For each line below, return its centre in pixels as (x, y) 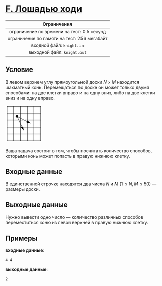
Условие (19, 70)
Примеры (21, 238)
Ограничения (57, 24)
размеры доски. (23, 189)
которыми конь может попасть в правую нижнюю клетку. (68, 156)
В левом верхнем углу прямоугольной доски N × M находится (72, 82)
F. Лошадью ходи (44, 9)
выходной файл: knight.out (57, 52)
